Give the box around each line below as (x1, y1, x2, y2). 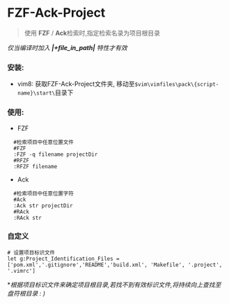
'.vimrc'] (7, 267, 36, 274)
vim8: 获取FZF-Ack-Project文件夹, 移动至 (17, 80, 135, 88)
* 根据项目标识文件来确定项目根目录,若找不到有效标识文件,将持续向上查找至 (7, 280, 221, 289)
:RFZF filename (13, 163, 58, 170)
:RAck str (13, 214, 42, 221)
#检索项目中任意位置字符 (13, 190, 74, 197)
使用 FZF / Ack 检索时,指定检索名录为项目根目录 (24, 29, 160, 37)
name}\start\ (17, 90, 56, 97)
